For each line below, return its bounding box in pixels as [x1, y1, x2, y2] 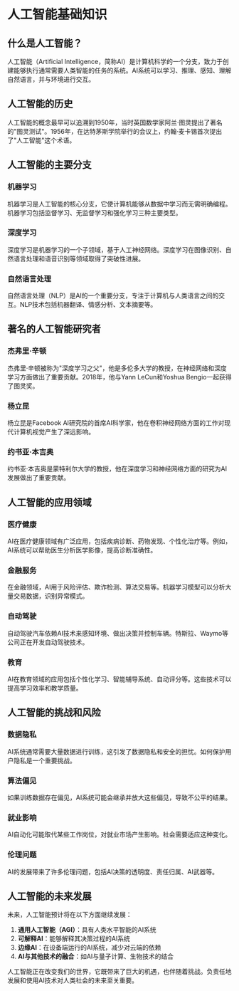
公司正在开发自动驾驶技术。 [7, 638, 89, 646]
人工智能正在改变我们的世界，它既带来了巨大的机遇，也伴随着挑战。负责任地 [7, 968, 232, 976]
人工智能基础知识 [7, 6, 108, 23]
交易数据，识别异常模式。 [13, 592, 89, 600]
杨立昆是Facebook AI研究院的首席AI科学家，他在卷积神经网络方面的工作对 [7, 419, 225, 427]
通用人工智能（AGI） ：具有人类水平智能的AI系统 [17, 926, 156, 934]
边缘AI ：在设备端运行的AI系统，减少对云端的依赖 [17, 943, 161, 952]
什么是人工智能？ [7, 37, 83, 49]
